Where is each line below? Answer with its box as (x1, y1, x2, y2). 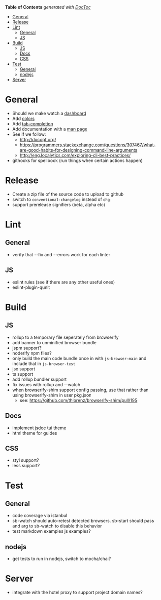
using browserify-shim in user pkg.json (12, 392, 92, 398)
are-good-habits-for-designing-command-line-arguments (19, 147, 138, 153)
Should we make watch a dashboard (12, 110, 86, 116)
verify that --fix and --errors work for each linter (12, 251, 111, 257)
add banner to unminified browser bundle (12, 339, 97, 345)
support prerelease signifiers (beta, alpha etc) (12, 201, 106, 207)
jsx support (12, 365, 35, 372)
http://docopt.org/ (19, 136, 57, 142)
